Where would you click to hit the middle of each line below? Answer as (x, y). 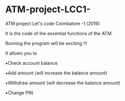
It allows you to (21, 53)
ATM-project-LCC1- (48, 9)
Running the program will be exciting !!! (46, 43)
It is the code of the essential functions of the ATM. (59, 33)
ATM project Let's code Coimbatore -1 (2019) (53, 23)
